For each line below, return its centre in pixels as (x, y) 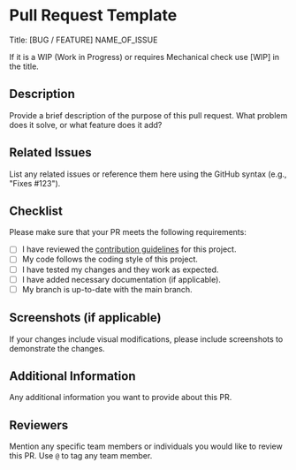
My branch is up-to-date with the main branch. (107, 289)
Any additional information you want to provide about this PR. (121, 398)
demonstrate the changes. (57, 348)
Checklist (36, 211)
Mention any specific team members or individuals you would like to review (146, 446)
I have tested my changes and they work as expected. (120, 269)
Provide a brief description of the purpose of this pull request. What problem (148, 115)
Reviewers (39, 425)
